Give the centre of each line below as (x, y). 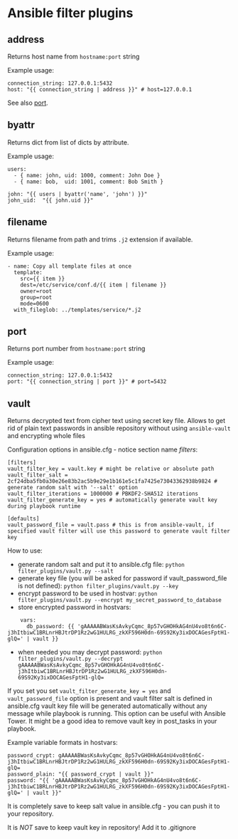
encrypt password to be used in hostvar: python (87, 593)
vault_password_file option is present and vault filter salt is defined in (110, 699)
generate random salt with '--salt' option (73, 488)
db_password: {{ (50, 627)
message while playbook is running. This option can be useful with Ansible (117, 714)
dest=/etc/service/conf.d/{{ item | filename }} (93, 285)
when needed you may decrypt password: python (90, 652)
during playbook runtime (44, 506)
